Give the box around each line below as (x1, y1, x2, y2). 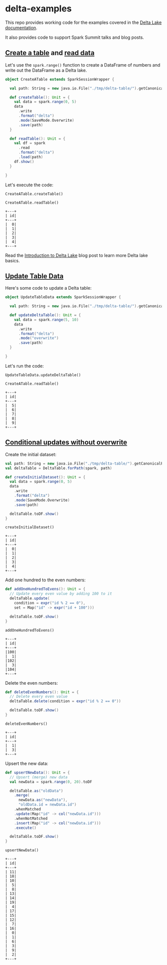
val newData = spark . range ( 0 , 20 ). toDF (9, 779, 92, 784)
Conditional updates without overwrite (5, 438, 128, 447)
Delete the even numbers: (5, 680, 58, 686)
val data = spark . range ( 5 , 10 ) (14, 317, 79, 322)
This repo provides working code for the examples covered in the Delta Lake (5, 19, 162, 25)
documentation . (5, 24, 38, 30)
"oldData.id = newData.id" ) (18, 802, 77, 807)
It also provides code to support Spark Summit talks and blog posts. (5, 34, 144, 40)
